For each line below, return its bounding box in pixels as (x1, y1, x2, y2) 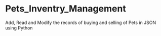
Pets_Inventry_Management (5, 3, 127, 14)
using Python (5, 24, 33, 30)
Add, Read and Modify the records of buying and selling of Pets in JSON (5, 19, 156, 25)
